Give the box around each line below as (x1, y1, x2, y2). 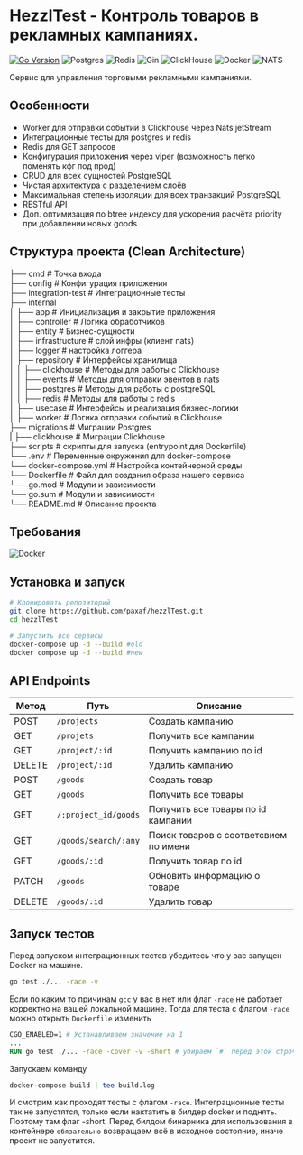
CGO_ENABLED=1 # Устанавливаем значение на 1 (9, 1030, 183, 1039)
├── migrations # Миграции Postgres (9, 421, 151, 432)
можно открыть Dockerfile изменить (9, 1012, 151, 1023)
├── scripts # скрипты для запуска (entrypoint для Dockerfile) (9, 440, 247, 451)
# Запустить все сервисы (9, 631, 103, 641)
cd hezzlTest (9, 614, 59, 624)
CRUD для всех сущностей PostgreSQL (22, 170, 173, 180)
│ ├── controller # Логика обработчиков (9, 316, 165, 327)
